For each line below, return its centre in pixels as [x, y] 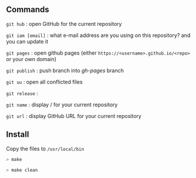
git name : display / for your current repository [62, 105]
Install [18, 135]
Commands [28, 10]
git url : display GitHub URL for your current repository [74, 116]
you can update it [27, 41]
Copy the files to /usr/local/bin [45, 149]
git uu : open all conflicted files [45, 82]
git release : [22, 93]
